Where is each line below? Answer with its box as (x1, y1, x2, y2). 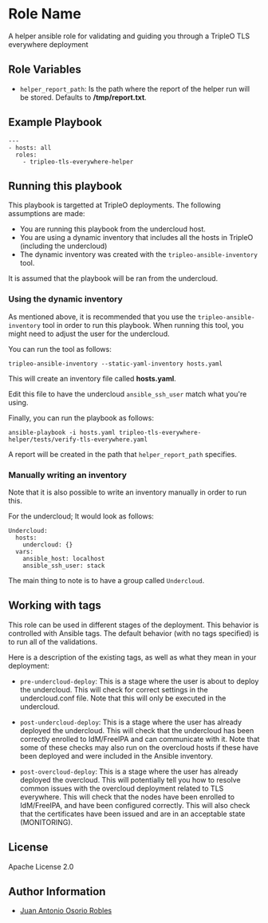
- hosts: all (8, 144, 52, 152)
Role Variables (8, 63, 81, 77)
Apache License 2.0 (8, 862, 74, 871)
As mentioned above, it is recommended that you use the (8, 312, 196, 321)
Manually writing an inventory (8, 469, 128, 480)
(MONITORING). (19, 817, 73, 826)
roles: (15, 151, 37, 159)
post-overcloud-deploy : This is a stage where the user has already (19, 767, 238, 776)
